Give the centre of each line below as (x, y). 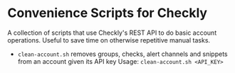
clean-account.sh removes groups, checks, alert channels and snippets (122, 54)
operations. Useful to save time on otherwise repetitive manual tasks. (109, 40)
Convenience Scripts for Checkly (108, 13)
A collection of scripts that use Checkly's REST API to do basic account (112, 33)
